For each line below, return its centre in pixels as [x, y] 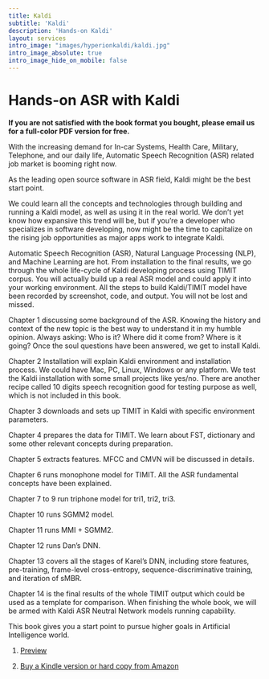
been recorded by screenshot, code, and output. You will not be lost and [128, 296]
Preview [33, 650]
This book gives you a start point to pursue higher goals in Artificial [119, 626]
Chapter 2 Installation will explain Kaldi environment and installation [120, 361]
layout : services [37, 38]
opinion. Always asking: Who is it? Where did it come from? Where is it [125, 337]
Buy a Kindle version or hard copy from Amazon [99, 666]
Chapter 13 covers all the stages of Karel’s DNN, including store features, [129, 561]
